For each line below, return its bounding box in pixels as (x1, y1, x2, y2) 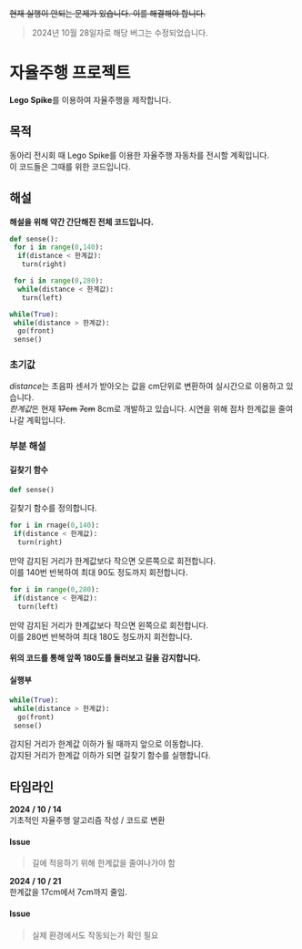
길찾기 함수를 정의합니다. (9, 502, 97, 513)
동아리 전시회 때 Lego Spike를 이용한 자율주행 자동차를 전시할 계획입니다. (9, 150, 270, 160)
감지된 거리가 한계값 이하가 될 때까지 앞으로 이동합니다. (9, 738, 204, 749)
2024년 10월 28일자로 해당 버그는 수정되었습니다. (31, 27, 208, 38)
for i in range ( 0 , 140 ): (13, 242, 104, 253)
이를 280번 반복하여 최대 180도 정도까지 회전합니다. (9, 631, 193, 642)
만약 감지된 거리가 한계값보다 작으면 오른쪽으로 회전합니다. (9, 555, 216, 567)
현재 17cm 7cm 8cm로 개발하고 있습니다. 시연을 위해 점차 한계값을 (40, 404, 277, 415)
